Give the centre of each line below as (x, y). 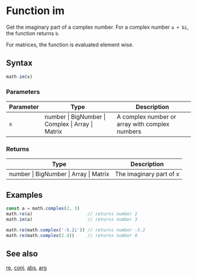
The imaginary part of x (147, 174)
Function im (35, 11)
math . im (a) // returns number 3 (72, 219)
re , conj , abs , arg (26, 268)
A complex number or (146, 117)
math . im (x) (19, 77)
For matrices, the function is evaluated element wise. (70, 45)
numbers (129, 131)
